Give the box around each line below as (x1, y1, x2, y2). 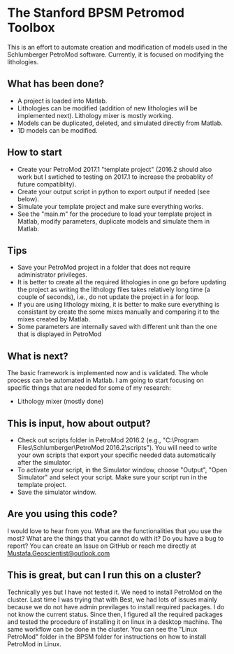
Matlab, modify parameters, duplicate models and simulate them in (17, 217, 210, 225)
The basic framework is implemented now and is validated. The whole (7, 369, 209, 377)
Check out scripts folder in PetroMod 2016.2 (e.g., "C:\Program (17, 436, 199, 444)
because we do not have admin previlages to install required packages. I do (7, 602, 225, 611)
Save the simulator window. (17, 488, 96, 496)
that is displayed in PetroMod (17, 330, 102, 338)
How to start (7, 147, 62, 159)
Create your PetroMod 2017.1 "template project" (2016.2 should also (17, 165, 212, 173)
